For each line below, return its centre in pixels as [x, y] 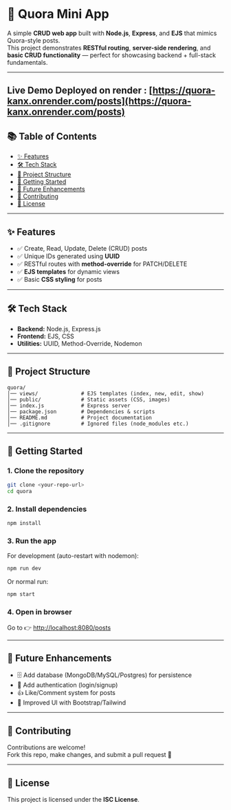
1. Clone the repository [46, 470]
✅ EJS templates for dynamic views [68, 271]
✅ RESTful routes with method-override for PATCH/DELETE [102, 264]
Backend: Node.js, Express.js [59, 329]
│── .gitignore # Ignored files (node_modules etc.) [98, 424]
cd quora [20, 492]
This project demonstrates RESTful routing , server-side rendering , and [109, 48]
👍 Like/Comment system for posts [66, 693]
